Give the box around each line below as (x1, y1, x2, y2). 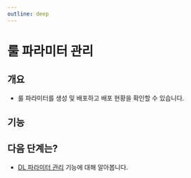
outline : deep (7, 10, 50, 18)
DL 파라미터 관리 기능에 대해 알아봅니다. (17, 162, 129, 171)
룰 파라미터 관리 (7, 43, 94, 59)
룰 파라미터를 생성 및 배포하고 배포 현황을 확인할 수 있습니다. (17, 94, 185, 102)
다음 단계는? (7, 143, 58, 155)
